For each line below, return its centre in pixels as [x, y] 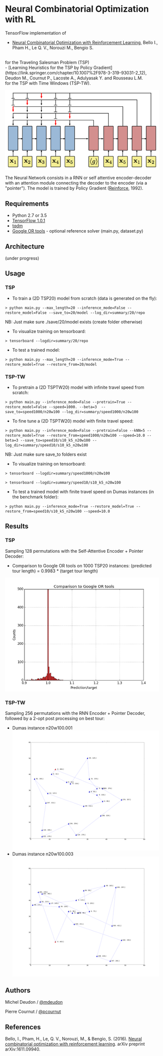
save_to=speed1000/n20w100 [32, 412]
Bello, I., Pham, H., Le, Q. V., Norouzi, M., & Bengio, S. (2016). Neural [74, 1038]
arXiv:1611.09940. [23, 1049]
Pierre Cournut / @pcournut [33, 1011]
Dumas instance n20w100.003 [43, 854]
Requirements [27, 203]
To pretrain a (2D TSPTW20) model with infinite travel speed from [78, 387]
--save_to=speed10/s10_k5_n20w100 [55, 440]
